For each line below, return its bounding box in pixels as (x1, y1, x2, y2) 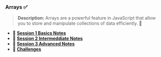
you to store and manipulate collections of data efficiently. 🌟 (17, 20, 142, 26)
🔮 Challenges (12, 46, 41, 52)
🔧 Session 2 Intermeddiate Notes (12, 35, 83, 41)
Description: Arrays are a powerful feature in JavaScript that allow (17, 15, 156, 21)
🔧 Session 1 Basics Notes (12, 30, 66, 36)
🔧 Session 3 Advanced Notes (12, 41, 75, 47)
